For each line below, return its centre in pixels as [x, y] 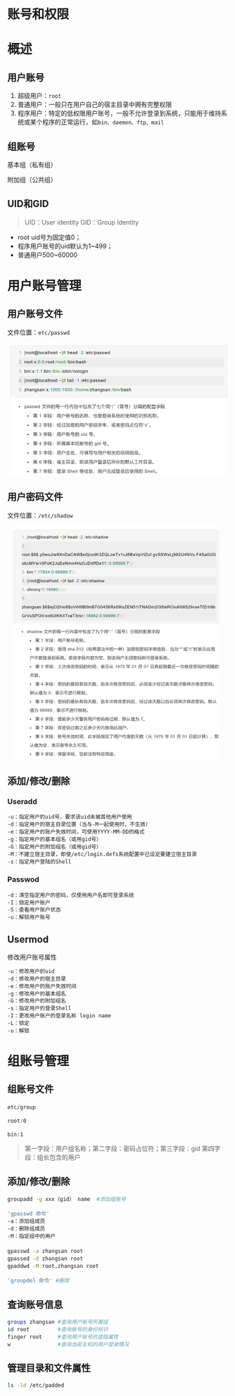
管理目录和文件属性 [49, 1367]
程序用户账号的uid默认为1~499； [65, 246]
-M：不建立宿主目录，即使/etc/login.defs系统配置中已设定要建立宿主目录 [102, 854]
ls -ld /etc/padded [36, 1385]
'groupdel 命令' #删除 [38, 1281]
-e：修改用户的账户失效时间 [42, 986]
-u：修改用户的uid [31, 971]
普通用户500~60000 [47, 255]
